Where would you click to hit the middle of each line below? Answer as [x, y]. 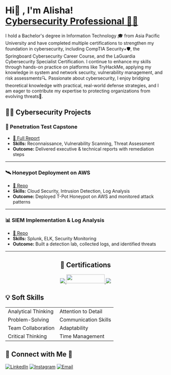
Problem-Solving [28, 319]
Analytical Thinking [31, 311]
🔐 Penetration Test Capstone [41, 127]
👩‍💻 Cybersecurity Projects [48, 112]
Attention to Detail [81, 311]
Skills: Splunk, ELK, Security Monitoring [54, 239]
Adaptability [74, 328]
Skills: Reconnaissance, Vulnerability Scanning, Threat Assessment [83, 143]
